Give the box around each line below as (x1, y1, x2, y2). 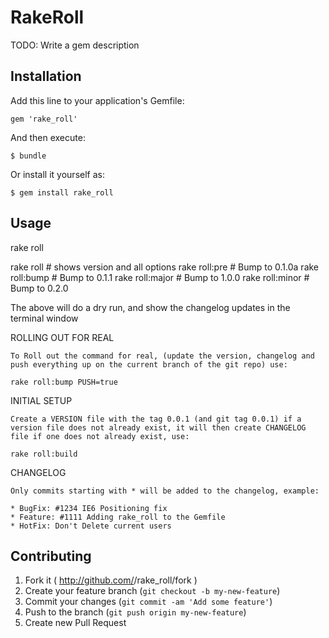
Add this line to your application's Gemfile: (10, 94, 185, 106)
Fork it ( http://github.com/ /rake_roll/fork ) (24, 574, 198, 586)
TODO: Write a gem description (10, 39, 140, 51)
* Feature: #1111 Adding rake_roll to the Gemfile (10, 512, 226, 522)
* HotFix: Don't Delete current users (10, 521, 172, 531)
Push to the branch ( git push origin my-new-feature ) (24, 606, 247, 618)
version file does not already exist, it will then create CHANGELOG (10, 422, 307, 433)
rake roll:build (10, 449, 78, 459)
